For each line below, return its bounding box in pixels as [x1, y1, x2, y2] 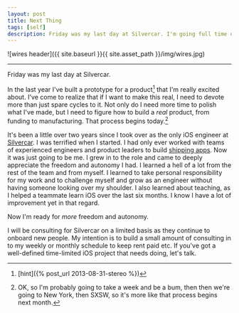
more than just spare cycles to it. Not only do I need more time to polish [7, 100, 217, 109]
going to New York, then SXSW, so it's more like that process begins [17, 290, 218, 299]
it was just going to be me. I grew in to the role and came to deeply [7, 153, 203, 161]
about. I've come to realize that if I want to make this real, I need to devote [7, 92, 225, 101]
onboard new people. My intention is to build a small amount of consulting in [7, 233, 231, 242]
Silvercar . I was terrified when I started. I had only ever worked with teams [7, 138, 225, 147]
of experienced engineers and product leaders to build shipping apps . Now [7, 145, 228, 154]
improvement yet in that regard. [7, 198, 100, 207]
